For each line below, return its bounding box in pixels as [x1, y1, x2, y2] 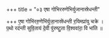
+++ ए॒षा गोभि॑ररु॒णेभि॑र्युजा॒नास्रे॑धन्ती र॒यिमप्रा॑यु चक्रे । [6, 18, 104, 25]
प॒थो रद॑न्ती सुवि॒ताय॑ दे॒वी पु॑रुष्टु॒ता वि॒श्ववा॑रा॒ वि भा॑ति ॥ [6, 25, 103, 31]
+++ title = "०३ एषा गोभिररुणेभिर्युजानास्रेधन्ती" [6, 6, 101, 13]
